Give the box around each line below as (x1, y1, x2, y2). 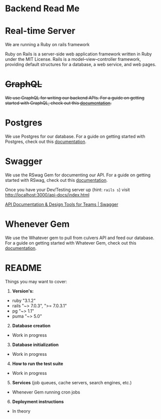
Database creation (12, 322, 51, 328)
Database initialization (12, 342, 59, 347)
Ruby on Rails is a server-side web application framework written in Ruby (5, 51, 152, 57)
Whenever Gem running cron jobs (12, 389, 80, 395)
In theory (12, 408, 31, 414)
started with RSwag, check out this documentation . (5, 177, 108, 183)
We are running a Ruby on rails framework (5, 42, 90, 48)
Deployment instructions (12, 398, 64, 404)
